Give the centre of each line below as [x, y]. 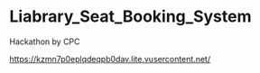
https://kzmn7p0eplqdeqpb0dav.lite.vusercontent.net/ [110, 59]
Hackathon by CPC [45, 41]
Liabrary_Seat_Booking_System [130, 17]
